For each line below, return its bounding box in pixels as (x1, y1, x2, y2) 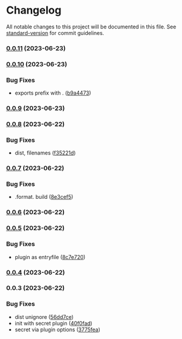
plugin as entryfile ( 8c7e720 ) (14, 253, 86, 260)
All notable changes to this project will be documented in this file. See (6, 23, 177, 30)
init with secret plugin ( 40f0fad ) (14, 319, 93, 327)
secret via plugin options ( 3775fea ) (14, 326, 101, 333)
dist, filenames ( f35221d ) (14, 149, 76, 157)
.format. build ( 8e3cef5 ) (14, 193, 74, 201)
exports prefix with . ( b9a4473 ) (14, 89, 91, 96)
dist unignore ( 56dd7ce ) (14, 313, 74, 320)
